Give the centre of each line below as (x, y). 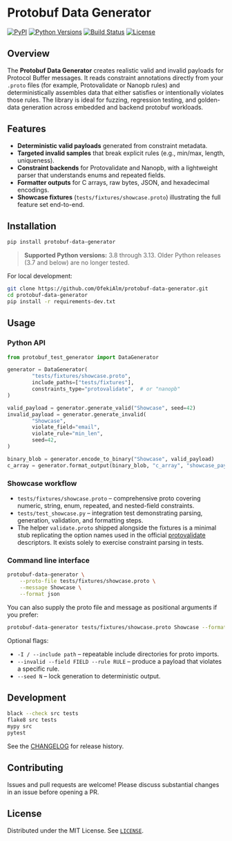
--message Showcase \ (50, 588)
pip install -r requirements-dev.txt (61, 302)
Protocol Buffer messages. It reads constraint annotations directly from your (115, 78)
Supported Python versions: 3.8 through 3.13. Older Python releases (122, 255)
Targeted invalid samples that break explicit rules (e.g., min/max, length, (121, 153)
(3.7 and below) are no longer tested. (77, 263)
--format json (40, 594)
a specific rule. (38, 669)
